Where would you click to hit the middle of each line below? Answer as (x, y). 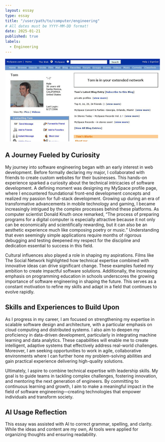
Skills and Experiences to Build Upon (62, 307)
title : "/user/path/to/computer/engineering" (52, 21)
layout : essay (20, 10)
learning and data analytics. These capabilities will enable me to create (77, 340)
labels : (13, 42)
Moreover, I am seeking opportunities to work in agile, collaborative (73, 350)
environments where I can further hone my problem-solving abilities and (78, 356)
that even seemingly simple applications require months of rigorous (73, 235)
